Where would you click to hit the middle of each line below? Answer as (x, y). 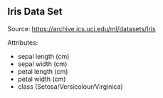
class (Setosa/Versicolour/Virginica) (70, 86)
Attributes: (23, 43)
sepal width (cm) (42, 64)
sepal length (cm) (43, 56)
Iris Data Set (35, 12)
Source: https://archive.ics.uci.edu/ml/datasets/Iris (81, 28)
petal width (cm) (42, 79)
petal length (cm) (43, 71)
